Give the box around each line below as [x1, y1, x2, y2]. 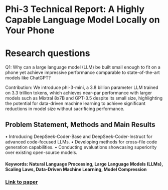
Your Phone [5, 25, 55, 36]
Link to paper [5, 178, 38, 185]
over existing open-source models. [5, 149, 78, 155]
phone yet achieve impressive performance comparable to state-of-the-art [5, 69, 160, 75]
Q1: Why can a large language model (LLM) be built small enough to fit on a [5, 64, 160, 70]
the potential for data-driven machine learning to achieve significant [5, 100, 146, 106]
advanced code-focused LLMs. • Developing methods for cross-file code [5, 138, 157, 144]
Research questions [5, 47, 90, 59]
